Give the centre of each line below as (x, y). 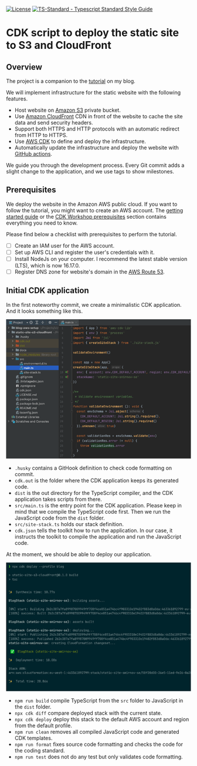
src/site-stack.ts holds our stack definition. (69, 524)
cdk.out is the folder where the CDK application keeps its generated (96, 481)
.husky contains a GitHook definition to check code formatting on (93, 468)
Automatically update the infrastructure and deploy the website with (96, 148)
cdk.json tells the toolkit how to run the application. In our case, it (94, 531)
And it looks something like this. (45, 311)
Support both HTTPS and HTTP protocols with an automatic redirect (97, 129)
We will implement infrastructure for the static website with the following (94, 92)
